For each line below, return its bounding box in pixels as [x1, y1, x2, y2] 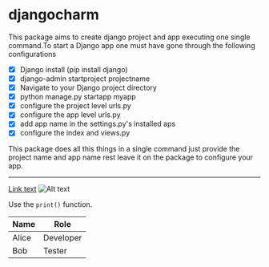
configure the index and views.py [19, 128, 130, 138]
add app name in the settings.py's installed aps [19, 119, 176, 129]
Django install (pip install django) [19, 64, 128, 74]
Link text [8, 184, 37, 194]
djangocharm [8, 6, 100, 24]
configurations [8, 49, 57, 59]
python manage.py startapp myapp [19, 92, 136, 102]
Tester [42, 245, 67, 257]
